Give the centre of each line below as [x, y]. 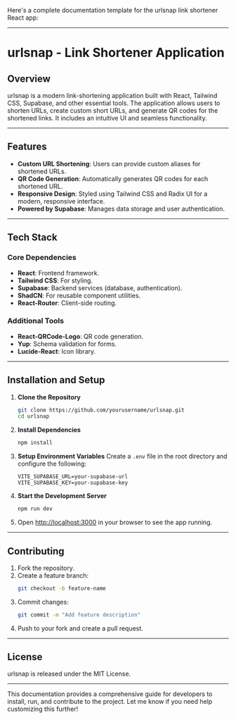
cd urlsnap [33, 416]
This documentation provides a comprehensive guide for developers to [110, 694]
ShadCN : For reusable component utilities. [79, 295]
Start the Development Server [62, 496]
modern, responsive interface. [61, 201]
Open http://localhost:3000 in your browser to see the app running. [115, 522]
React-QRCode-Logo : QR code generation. [80, 336]
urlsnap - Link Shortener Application [116, 53]
